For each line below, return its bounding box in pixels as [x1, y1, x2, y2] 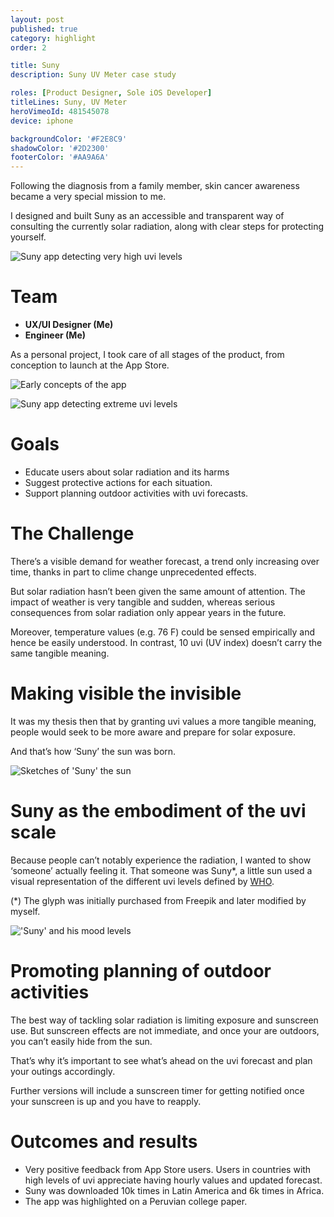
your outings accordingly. [10, 1065, 116, 1077]
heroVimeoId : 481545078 [10, 106, 110, 116]
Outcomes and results [10, 1130, 198, 1153]
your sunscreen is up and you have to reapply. [10, 1095, 202, 1107]
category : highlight [10, 33, 97, 43]
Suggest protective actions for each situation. [24, 477, 213, 488]
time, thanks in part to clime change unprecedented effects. [10, 566, 257, 578]
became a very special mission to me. [10, 191, 167, 203]
